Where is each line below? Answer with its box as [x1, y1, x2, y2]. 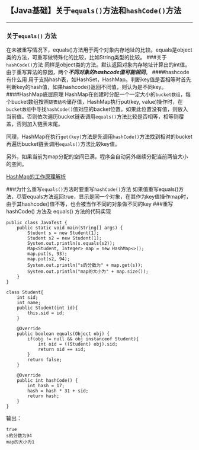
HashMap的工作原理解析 [6, 173, 66, 180]
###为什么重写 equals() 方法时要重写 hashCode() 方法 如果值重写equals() [6, 186, 179, 193]
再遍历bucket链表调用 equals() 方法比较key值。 [6, 141, 120, 148]
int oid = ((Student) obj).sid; [37, 342, 118, 347]
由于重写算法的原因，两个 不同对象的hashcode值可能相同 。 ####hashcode [6, 69, 190, 76]
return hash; [27, 393, 60, 399]
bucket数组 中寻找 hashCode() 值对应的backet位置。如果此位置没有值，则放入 [6, 106, 188, 113]
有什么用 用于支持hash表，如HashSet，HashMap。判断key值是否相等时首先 [6, 76, 191, 83]
